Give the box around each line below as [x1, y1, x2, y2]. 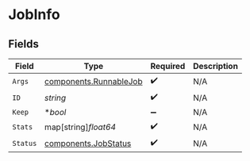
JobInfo [8, 6, 61, 24]
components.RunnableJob [44, 75, 143, 86]
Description [193, 61, 238, 71]
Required [150, 61, 186, 71]
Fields [8, 37, 40, 51]
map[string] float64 [44, 121, 117, 132]
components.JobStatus [44, 137, 132, 148]
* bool [44, 107, 67, 117]
